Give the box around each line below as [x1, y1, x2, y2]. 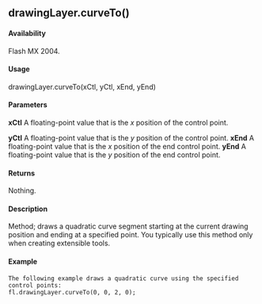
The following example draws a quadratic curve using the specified [8, 274, 239, 283]
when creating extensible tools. [8, 238, 111, 248]
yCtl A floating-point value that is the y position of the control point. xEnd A [8, 133, 255, 142]
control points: [8, 281, 62, 289]
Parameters [8, 100, 47, 110]
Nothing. [8, 186, 37, 195]
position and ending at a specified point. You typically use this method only [8, 230, 253, 240]
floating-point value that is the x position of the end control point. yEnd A [8, 142, 247, 151]
